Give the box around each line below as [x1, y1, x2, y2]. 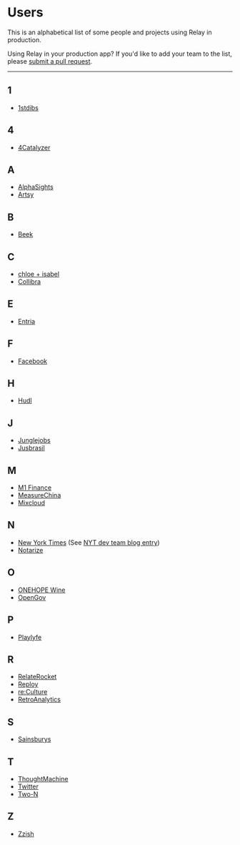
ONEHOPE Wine [17, 585, 66, 594]
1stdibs [17, 103, 39, 112]
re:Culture [17, 688, 48, 696]
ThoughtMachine [17, 774, 69, 783]
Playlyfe [17, 633, 42, 641]
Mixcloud [17, 498, 45, 508]
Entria [17, 317, 36, 325]
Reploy [17, 680, 39, 688]
